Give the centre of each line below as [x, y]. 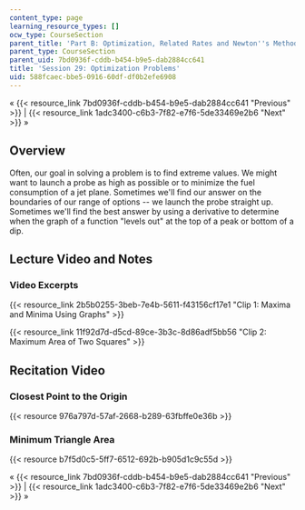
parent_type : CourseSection [63, 52]
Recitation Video [58, 370]
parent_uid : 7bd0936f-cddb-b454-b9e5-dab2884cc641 [107, 60]
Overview [38, 151]
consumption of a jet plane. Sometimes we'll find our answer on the [135, 192]
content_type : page [46, 18]
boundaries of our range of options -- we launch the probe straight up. [142, 202]
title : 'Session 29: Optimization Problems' [95, 69]
